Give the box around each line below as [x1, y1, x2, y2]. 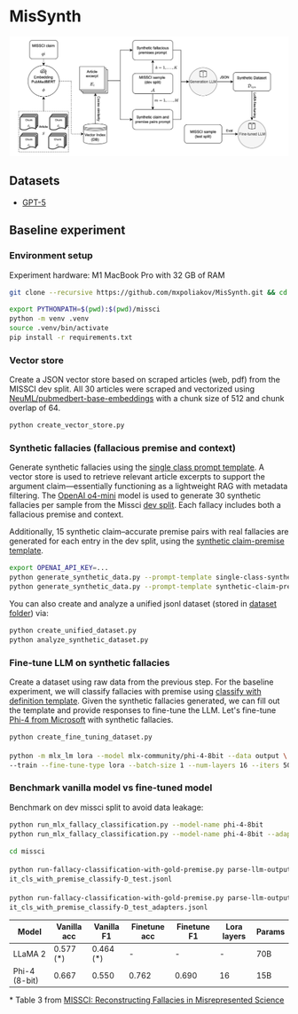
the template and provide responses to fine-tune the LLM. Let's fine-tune [9, 705, 277, 716]
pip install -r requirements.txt [9, 333, 133, 342]
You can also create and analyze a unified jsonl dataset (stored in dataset [9, 598, 278, 609]
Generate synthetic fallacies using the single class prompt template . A [9, 462, 264, 472]
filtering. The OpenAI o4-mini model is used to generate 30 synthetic [9, 490, 262, 501]
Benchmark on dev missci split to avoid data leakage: [9, 802, 204, 812]
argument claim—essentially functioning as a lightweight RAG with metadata [9, 481, 288, 492]
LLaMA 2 [12, 948, 46, 959]
